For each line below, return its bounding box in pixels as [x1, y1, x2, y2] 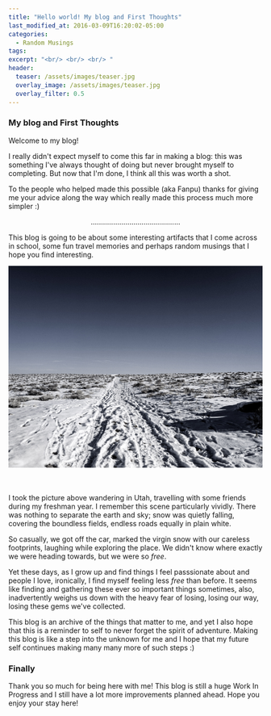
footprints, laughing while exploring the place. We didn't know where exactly [8, 542, 263, 552]
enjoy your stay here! [8, 698, 79, 708]
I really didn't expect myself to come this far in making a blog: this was [8, 151, 243, 161]
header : [8, 65, 35, 73]
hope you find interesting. [8, 249, 94, 259]
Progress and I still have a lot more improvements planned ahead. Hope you [8, 690, 261, 700]
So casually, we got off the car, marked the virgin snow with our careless [8, 534, 250, 544]
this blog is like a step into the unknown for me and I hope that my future [8, 634, 249, 643]
